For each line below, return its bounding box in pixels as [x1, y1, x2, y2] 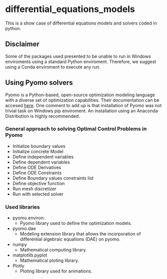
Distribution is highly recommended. [5, 113, 80, 119]
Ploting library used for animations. [20, 268, 93, 274]
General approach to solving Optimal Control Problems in [5, 125, 147, 132]
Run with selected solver [12, 191, 64, 197]
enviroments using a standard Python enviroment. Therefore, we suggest [5, 59, 156, 65]
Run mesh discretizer [12, 185, 57, 191]
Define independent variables [12, 154, 74, 160]
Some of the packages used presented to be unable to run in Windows [5, 53, 151, 59]
